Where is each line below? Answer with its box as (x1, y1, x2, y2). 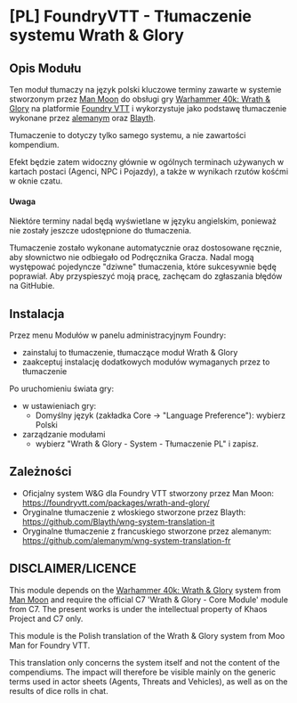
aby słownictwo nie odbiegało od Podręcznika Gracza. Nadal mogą (9, 252, 255, 263)
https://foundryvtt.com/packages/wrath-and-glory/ (21, 497, 211, 508)
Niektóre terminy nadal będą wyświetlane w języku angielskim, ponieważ (9, 216, 277, 226)
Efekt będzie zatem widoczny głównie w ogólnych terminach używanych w (9, 157, 285, 167)
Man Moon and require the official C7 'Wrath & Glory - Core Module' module (9, 594, 289, 605)
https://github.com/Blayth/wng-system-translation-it (21, 516, 215, 527)
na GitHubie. (9, 281, 55, 291)
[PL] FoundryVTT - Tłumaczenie (9, 6, 252, 27)
